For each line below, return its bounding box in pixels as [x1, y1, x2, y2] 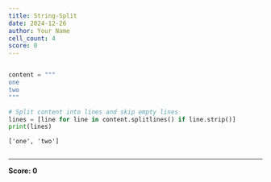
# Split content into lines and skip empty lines [8, 108, 179, 116]
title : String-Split [8, 11, 78, 20]
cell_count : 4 [8, 34, 56, 43]
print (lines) [8, 122, 52, 131]
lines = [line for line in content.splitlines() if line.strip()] [8, 115, 236, 123]
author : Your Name [8, 27, 70, 35]
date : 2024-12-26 [8, 19, 67, 27]
